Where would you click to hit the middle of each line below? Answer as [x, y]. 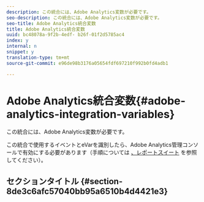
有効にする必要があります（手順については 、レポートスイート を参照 [110, 152]
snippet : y [20, 52]
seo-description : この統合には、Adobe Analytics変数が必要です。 [84, 18]
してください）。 [27, 160]
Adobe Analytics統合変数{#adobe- [96, 101]
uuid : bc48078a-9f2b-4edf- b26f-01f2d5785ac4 [65, 35]
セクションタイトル [43, 181]
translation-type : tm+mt [38, 58]
